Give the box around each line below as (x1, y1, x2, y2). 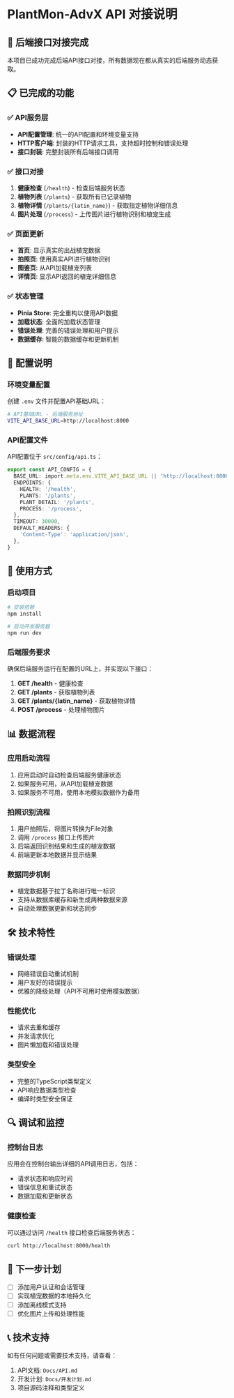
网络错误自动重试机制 (17, 970, 79, 978)
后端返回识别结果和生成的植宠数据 (17, 842, 116, 851)
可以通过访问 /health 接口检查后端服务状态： (7, 1228, 136, 1236)
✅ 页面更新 (7, 229, 44, 238)
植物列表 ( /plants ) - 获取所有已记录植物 (17, 192, 132, 201)
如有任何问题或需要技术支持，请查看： (7, 1351, 117, 1360)
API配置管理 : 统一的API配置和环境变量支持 (17, 130, 139, 138)
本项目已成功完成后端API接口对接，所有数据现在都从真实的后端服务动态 (7, 56, 212, 64)
